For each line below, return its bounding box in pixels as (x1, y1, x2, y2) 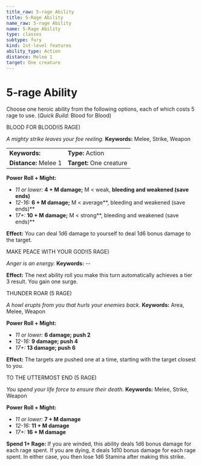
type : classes (6, 31, 42, 38)
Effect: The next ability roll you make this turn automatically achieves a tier (6, 272, 192, 279)
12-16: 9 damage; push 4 (15, 338, 79, 345)
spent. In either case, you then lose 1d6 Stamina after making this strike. (6, 453, 186, 461)
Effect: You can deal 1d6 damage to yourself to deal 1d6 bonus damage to (6, 230, 191, 237)
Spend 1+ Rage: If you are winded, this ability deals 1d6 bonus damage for (6, 440, 192, 448)
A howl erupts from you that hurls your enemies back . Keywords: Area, (6, 301, 184, 309)
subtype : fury (6, 37, 42, 43)
